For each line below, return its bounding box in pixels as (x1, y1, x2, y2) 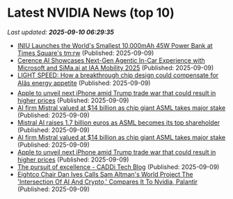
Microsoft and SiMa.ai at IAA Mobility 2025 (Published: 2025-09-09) (17, 63, 214, 72)
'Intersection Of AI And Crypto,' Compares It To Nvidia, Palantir (17, 177, 198, 186)
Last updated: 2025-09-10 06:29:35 (7, 28, 115, 36)
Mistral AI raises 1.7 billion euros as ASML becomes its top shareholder (17, 118, 220, 127)
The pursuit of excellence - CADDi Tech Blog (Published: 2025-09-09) (17, 162, 220, 171)
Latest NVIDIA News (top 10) (7, 5, 175, 21)
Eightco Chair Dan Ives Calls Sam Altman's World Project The (17, 170, 193, 178)
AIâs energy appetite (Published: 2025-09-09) (17, 79, 151, 87)
